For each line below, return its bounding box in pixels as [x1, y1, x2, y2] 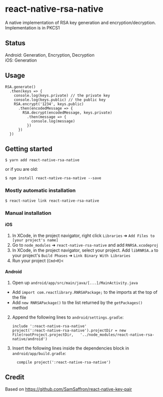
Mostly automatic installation [5, 187, 76, 194]
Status [5, 39, 26, 47]
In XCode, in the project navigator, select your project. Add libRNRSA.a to [12, 247, 159, 253]
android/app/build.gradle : [12, 350, 66, 356]
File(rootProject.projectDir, [12, 332, 74, 337]
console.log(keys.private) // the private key [14, 93, 110, 98]
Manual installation [5, 210, 52, 216]
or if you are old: [5, 166, 38, 172]
